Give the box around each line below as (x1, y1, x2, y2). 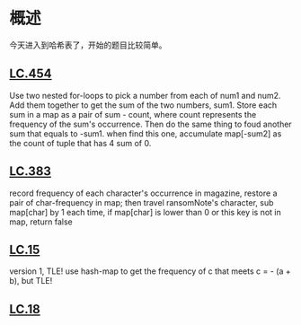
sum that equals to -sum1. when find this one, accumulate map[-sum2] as (9, 127, 282, 139)
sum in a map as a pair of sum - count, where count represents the (9, 109, 257, 119)
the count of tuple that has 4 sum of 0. (9, 137, 152, 148)
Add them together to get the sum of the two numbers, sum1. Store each (9, 100, 278, 110)
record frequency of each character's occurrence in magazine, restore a (9, 188, 278, 198)
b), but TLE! (9, 276, 53, 286)
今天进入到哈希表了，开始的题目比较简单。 (9, 40, 167, 50)
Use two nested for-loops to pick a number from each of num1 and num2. (9, 90, 281, 101)
